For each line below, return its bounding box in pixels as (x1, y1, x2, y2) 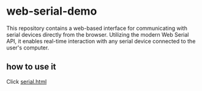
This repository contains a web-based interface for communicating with (6, 24, 188, 32)
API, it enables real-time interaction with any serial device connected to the (6, 37, 196, 45)
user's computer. (6, 44, 50, 51)
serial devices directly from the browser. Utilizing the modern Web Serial (6, 31, 189, 38)
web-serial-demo (6, 4, 97, 18)
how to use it (6, 62, 56, 72)
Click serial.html (6, 78, 47, 85)
